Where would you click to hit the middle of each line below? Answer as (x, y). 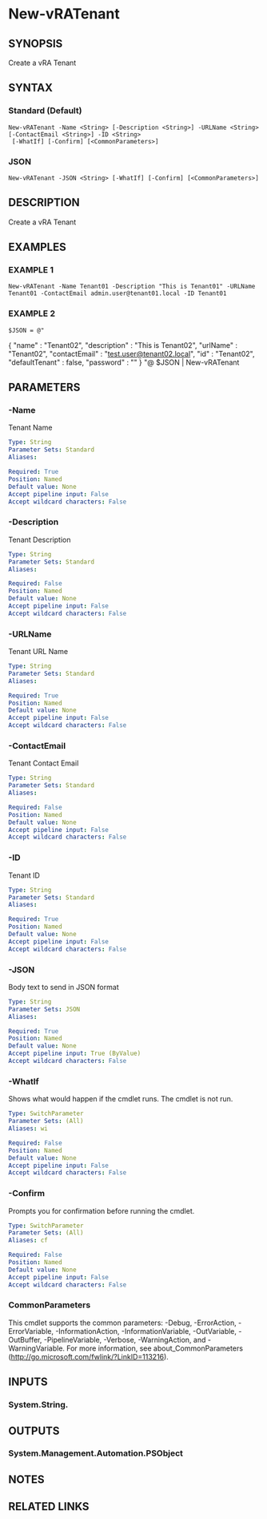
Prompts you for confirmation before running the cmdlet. (102, 1210)
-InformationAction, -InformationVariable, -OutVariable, (146, 1331)
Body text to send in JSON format (64, 987)
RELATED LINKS (49, 1507)
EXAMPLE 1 (31, 270)
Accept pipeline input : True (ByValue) (75, 1054)
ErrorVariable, (31, 1331)
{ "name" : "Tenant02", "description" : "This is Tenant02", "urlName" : (123, 345)
